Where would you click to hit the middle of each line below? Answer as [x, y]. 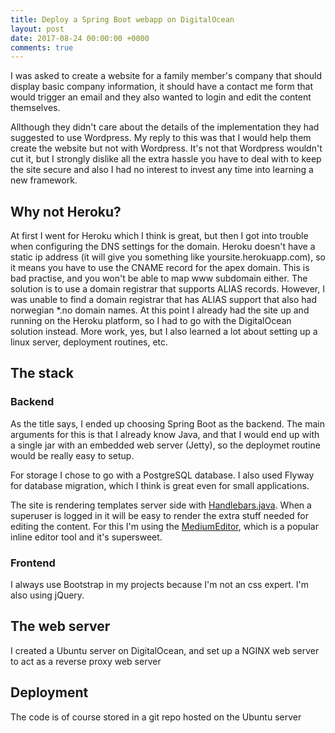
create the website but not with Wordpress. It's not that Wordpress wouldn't [166, 148]
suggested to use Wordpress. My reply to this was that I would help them [161, 138]
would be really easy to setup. [72, 455]
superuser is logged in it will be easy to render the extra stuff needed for [159, 515]
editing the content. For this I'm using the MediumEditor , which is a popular [164, 526]
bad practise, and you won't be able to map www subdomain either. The [159, 278]
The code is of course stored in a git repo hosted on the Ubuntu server [156, 717]
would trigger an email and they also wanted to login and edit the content [161, 97]
